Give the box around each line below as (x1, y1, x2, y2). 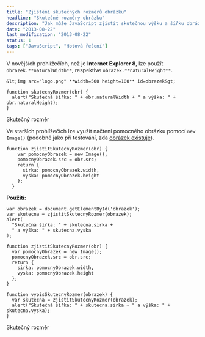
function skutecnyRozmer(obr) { (6, 89, 88, 95)
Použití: (6, 194, 26, 201)
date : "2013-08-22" (6, 26, 56, 32)
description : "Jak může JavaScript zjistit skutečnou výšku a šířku (6, 20, 184, 26)
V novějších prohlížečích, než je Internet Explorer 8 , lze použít (6, 59, 164, 67)
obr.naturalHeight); (6, 99, 59, 106)
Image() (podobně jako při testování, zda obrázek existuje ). (6, 134, 154, 141)
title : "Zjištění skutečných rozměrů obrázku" (6, 9, 127, 15)
